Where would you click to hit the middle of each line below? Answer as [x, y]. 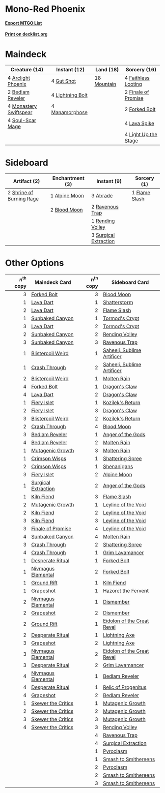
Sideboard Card [130, 282]
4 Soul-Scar [22, 121]
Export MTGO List [24, 23]
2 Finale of [137, 92]
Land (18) [107, 70]
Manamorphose [69, 113]
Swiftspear [20, 113]
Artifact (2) [27, 182]
